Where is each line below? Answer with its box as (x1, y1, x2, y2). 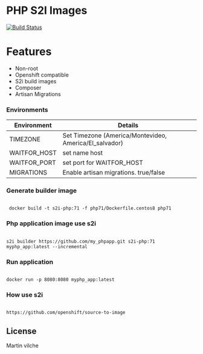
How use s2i (6, 291, 43, 299)
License (6, 326, 37, 336)
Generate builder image (6, 187, 77, 195)
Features (6, 45, 52, 59)
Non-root (14, 65, 38, 72)
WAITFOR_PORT (9, 158, 56, 167)
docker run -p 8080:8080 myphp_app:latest (6, 277, 115, 283)
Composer (14, 84, 42, 91)
